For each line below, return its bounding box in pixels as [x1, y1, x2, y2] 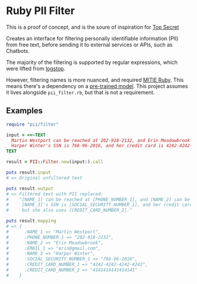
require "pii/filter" [6, 121, 59, 127]
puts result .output [6, 185, 54, 191]
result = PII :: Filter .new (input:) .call [6, 159, 104, 165]
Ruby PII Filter [6, 4, 75, 18]
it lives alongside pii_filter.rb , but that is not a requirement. [6, 89, 155, 96]
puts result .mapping [6, 218, 57, 224]
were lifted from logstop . [6, 65, 66, 72]
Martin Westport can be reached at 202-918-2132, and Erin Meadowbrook [11, 137, 191, 143]
